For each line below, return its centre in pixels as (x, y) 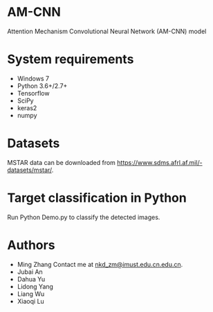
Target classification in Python (97, 198)
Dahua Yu (31, 279)
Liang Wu (31, 294)
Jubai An (30, 272)
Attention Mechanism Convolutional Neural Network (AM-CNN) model (107, 31)
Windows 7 (33, 78)
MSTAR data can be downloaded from (62, 162)
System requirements (71, 59)
